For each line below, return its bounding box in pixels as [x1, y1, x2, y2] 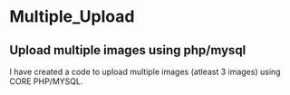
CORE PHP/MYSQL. [9, 76, 83, 87]
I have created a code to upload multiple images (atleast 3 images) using [9, 66, 281, 77]
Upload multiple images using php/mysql [9, 43, 246, 58]
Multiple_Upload [9, 6, 135, 27]
